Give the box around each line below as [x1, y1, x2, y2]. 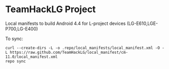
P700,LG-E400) [5, 25, 38, 31]
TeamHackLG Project [5, 4, 96, 15]
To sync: [5, 36, 23, 42]
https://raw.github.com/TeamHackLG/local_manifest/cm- [10, 50, 128, 55]
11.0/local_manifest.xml [5, 54, 58, 59]
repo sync [5, 58, 26, 64]
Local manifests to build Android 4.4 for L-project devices [5, 20, 126, 26]
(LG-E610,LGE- [126, 20, 158, 26]
